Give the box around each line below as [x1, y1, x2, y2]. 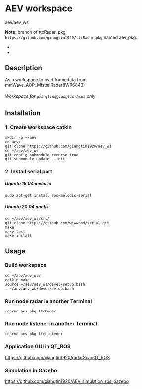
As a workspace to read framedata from [5, 77, 87, 82]
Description [5, 64, 42, 72]
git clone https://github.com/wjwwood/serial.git [5, 221, 110, 226]
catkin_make [5, 277, 30, 282]
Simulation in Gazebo [5, 367, 58, 374]
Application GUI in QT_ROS [5, 343, 71, 350]
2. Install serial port [5, 168, 53, 175]
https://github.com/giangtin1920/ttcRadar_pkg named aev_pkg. [5, 34, 137, 40]
